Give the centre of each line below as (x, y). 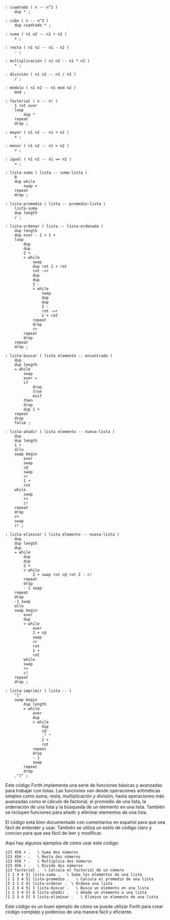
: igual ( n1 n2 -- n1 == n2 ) (38, 159)
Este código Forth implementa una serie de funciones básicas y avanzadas (84, 785)
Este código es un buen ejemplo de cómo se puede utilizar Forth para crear (84, 906)
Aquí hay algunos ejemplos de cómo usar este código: (62, 843)
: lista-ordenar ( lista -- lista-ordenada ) (54, 226)
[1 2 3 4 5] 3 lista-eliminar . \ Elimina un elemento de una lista (82, 897)
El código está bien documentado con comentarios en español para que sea (85, 822)
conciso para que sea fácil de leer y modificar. (54, 833)
